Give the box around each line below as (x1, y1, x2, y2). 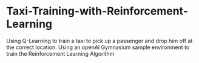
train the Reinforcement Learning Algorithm (6, 50, 115, 57)
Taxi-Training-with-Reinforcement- (6, 4, 189, 18)
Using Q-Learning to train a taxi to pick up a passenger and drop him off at (6, 37, 193, 44)
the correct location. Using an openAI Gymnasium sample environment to (6, 44, 190, 51)
